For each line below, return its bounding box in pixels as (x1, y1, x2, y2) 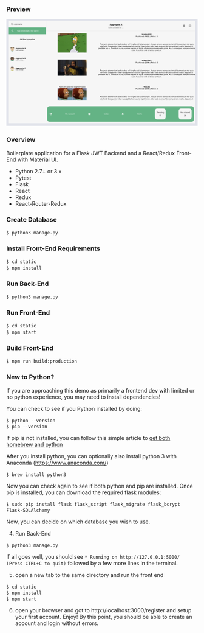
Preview (6, 5, 31, 13)
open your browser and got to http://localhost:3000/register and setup (15, 606, 192, 614)
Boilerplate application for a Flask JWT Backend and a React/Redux (6, 149, 175, 156)
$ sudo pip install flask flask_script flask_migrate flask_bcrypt (6, 501, 181, 507)
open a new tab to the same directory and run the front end (15, 571, 164, 578)
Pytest (15, 174, 32, 181)
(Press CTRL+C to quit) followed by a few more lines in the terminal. (6, 559, 178, 567)
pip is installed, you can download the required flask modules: (6, 489, 161, 496)
